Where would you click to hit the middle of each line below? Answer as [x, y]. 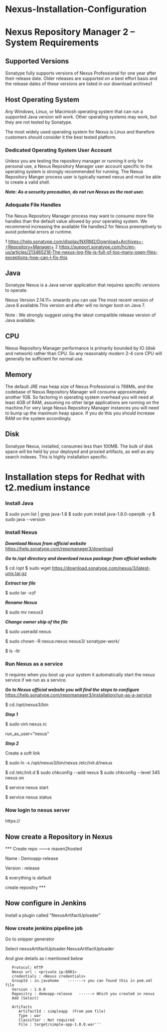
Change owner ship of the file [37, 621]
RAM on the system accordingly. [39, 418]
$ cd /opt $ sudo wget [28, 568]
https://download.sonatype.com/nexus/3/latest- [101, 568]
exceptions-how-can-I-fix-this [36, 257]
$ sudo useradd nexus [28, 631]
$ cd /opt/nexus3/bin [27, 704]
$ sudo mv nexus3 [24, 612]
